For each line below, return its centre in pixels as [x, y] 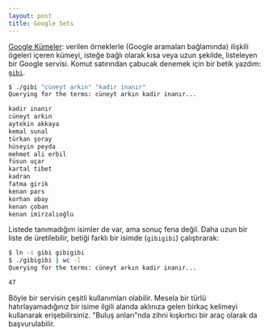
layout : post [30, 16]
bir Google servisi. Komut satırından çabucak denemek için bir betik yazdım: [135, 63]
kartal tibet [30, 169]
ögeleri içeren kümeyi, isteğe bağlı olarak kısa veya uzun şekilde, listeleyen [133, 55]
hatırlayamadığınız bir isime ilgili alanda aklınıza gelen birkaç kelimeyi [123, 306]
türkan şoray [30, 139]
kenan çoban [28, 207]
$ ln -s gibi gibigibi [46, 253]
